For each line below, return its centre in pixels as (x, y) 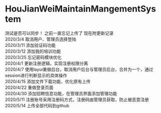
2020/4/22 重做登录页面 (29, 87)
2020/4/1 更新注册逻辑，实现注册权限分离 (47, 63)
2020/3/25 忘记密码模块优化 (33, 57)
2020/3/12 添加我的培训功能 (33, 51)
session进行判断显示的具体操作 (36, 75)
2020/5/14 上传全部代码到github (37, 105)
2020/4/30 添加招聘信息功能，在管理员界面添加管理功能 (61, 93)
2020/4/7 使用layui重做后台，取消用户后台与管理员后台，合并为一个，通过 (79, 69)
